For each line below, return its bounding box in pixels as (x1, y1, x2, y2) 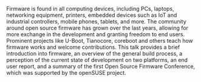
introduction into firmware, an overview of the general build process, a (6, 50, 183, 57)
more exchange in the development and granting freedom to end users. (6, 31, 185, 38)
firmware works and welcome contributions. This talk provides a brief (6, 43, 180, 51)
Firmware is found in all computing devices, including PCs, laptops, (6, 5, 174, 12)
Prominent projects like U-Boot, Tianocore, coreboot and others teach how (6, 37, 193, 44)
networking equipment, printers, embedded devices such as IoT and (6, 11, 177, 19)
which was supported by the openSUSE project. (6, 69, 126, 76)
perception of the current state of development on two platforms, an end (6, 57, 188, 63)
